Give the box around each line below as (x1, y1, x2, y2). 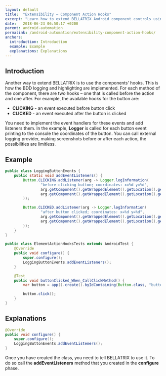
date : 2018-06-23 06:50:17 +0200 (5, 21, 79, 26)
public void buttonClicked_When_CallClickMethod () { (14, 278, 125, 283)
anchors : (5, 35, 23, 40)
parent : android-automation (5, 26, 63, 31)
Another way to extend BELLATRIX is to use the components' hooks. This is (5, 80, 159, 86)
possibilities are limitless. (5, 141, 56, 147)
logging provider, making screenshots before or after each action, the (5, 136, 147, 142)
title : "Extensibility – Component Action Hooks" (5, 12, 112, 17)
